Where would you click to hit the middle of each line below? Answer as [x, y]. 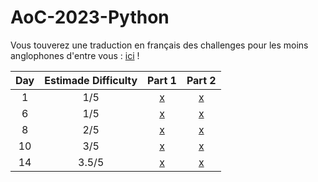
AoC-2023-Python [90, 17]
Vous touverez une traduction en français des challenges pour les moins [159, 45]
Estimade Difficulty [91, 80]
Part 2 [201, 80]
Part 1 [162, 80]
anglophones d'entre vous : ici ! [75, 55]
